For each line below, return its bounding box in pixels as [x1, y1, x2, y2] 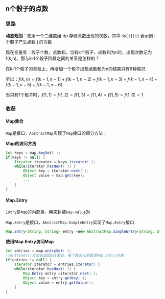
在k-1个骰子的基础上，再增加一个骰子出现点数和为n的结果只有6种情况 [5, 66, 146, 72]
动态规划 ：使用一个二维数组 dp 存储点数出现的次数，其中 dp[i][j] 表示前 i [5, 32, 156, 38]
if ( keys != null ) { [5, 155, 46, 160]
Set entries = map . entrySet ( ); [5, 248, 71, 253]
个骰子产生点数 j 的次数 [5, 39, 52, 45]
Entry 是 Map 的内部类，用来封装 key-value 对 [5, 209, 90, 215]
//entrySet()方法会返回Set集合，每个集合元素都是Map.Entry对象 [5, 253, 124, 258]
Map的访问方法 [5, 140, 36, 146]
